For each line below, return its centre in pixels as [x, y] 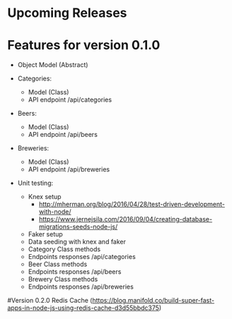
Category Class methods [64, 249]
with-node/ [55, 212]
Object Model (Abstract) [53, 65]
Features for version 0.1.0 [84, 46]
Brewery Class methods [63, 279]
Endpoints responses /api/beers [75, 272]
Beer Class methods [58, 264]
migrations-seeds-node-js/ [78, 227]
